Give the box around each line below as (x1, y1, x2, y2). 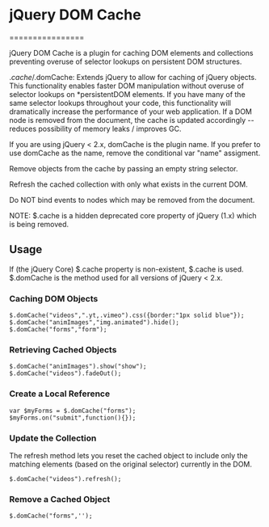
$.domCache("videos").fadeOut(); (9, 369, 122, 377)
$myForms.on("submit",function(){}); (9, 414, 137, 422)
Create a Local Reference (9, 388, 111, 399)
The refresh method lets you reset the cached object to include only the (9, 450, 249, 460)
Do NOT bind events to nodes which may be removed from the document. (9, 195, 255, 204)
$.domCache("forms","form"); (9, 326, 107, 334)
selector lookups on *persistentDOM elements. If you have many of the (9, 89, 246, 99)
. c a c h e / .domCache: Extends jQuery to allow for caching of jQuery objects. (9, 72, 257, 82)
